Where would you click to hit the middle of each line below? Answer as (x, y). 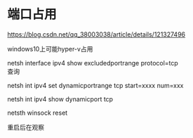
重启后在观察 (26, 127)
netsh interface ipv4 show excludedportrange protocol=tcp (93, 63)
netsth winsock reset (38, 113)
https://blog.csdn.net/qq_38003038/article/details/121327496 (96, 34)
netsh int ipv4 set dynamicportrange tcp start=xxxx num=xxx (95, 85)
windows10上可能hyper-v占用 (50, 49)
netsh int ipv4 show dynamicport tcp (60, 99)
